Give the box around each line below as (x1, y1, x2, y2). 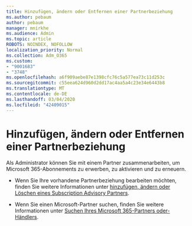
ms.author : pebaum (6, 14, 51, 20)
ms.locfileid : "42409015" (6, 101, 70, 108)
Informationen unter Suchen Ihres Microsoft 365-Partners (14, 207, 155, 214)
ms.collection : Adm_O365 (6, 53, 67, 58)
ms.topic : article (6, 36, 51, 42)
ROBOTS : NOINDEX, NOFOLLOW (6, 42, 73, 48)
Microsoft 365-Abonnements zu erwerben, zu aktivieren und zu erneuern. (6, 166, 186, 173)
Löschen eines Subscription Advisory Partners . (14, 189, 130, 196)
